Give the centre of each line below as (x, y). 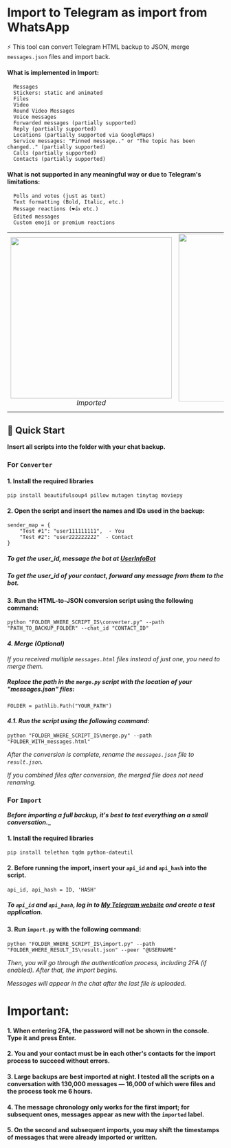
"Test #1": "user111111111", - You (72, 531)
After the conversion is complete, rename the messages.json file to (101, 754)
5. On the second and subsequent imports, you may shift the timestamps (113, 1130)
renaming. (22, 782)
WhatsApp (38, 27)
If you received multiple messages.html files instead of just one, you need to (113, 659)
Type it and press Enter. (42, 1038)
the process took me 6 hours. (50, 1092)
